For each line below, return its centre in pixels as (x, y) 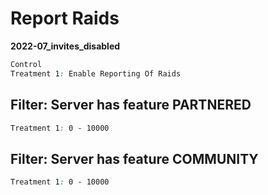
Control (26, 64)
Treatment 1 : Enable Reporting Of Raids (96, 73)
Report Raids (65, 18)
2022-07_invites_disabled (65, 46)
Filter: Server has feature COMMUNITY (134, 158)
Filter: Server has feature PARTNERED (131, 105)
